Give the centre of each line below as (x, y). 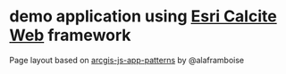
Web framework (70, 35)
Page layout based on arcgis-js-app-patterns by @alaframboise (127, 60)
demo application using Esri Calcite (143, 16)
